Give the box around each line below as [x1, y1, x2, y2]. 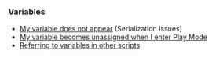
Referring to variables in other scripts [19, 41, 141, 50]
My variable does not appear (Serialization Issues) [19, 24, 183, 34]
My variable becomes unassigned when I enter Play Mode [19, 32, 208, 42]
